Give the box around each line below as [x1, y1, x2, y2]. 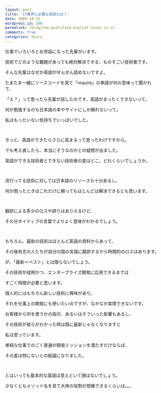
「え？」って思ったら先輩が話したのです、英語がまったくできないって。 [5, 96, 150, 102]
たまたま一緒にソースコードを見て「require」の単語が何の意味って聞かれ [5, 79, 152, 86]
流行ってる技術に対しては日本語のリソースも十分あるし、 [5, 177, 120, 184]
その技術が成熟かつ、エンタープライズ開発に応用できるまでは [5, 269, 129, 275]
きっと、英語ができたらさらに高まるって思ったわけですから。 [5, 137, 129, 142]
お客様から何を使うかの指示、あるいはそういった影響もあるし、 [5, 311, 134, 317]
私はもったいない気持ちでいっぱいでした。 [5, 117, 91, 123]
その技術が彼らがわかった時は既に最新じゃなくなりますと [5, 321, 121, 327]
